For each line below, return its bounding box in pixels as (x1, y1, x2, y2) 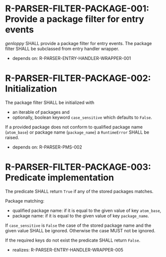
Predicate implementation (5, 172, 114, 183)
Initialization (5, 83, 57, 95)
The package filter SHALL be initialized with (5, 100, 95, 105)
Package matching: (5, 198, 45, 204)
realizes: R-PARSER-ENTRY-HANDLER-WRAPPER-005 (12, 247, 124, 253)
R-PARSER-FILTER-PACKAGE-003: (5, 161, 151, 173)
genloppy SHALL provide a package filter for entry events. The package (5, 40, 152, 46)
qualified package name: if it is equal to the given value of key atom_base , (12, 207, 162, 213)
